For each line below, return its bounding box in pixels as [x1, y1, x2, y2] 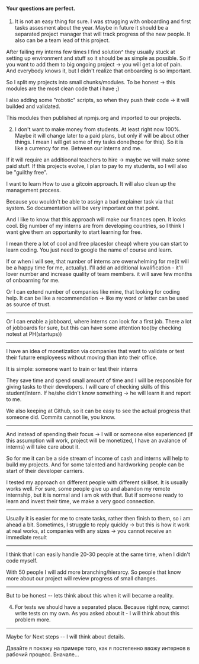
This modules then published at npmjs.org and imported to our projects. [6, 115, 182, 122]
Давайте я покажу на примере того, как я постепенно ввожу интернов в [6, 644, 191, 652]
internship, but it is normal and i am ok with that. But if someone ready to [6, 491, 184, 498]
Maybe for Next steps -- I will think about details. [6, 633, 126, 640]
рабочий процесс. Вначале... [6, 651, 79, 658]
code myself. [6, 557, 38, 564]
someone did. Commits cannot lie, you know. [6, 414, 115, 421]
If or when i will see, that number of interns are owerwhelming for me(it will [6, 258, 190, 265]
